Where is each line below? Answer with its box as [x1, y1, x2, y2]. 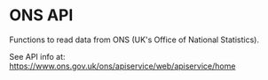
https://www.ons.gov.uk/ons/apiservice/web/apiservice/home [9, 61, 236, 71]
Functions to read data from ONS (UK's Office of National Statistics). [9, 34, 260, 45]
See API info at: [9, 51, 66, 62]
